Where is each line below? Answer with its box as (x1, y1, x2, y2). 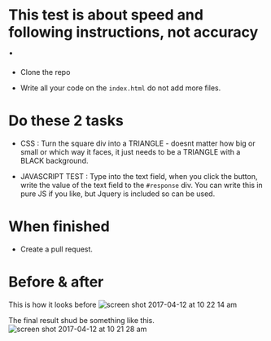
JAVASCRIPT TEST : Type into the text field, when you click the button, (20, 171, 258, 181)
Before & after (8, 273, 104, 291)
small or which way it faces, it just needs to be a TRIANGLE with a (20, 146, 241, 156)
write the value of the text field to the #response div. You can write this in (20, 180, 263, 190)
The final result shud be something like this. (8, 315, 155, 325)
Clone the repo (20, 67, 71, 77)
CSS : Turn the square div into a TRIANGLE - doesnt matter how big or (20, 138, 256, 148)
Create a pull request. (20, 244, 94, 254)
